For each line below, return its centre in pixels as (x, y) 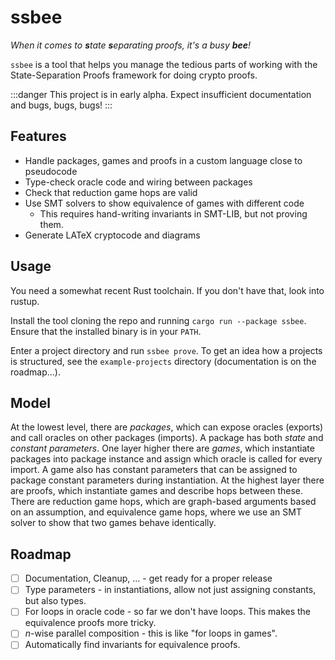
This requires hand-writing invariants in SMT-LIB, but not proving (173, 213)
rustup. (25, 301)
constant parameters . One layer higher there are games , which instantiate (162, 448)
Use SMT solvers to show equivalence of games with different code (164, 203)
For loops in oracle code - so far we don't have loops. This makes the (168, 612)
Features (38, 136)
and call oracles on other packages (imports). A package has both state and (167, 438)
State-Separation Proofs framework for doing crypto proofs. (134, 75)
